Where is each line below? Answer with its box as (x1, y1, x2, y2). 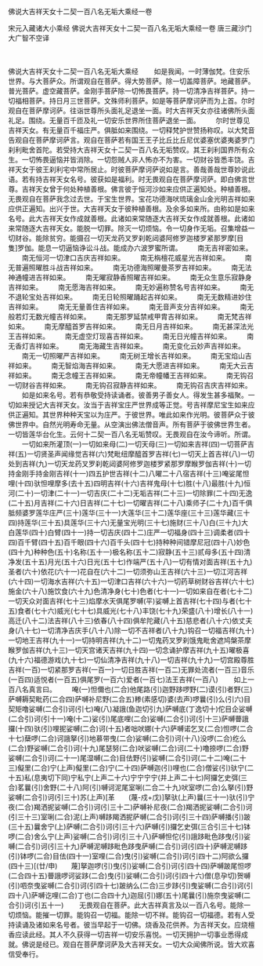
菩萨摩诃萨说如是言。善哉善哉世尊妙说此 (124, 165, 255, 174)
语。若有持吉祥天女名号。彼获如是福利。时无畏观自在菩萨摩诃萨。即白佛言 (8, 175, 248, 184)
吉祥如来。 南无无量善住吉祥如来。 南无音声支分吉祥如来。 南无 (8, 302, 254, 312)
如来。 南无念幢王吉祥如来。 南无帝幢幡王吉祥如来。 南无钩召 (14, 371, 254, 380)
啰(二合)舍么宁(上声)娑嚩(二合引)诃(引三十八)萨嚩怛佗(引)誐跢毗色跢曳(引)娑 (8, 832, 251, 841)
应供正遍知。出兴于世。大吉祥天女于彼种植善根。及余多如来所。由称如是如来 (8, 204, 255, 213)
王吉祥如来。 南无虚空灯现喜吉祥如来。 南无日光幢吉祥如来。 (8, 332, 232, 341)
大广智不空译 (8, 34, 49, 42)
